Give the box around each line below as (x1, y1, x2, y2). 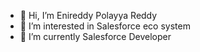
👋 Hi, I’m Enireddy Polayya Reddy (19, 10, 158, 21)
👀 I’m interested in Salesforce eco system (19, 20, 191, 32)
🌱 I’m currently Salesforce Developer (19, 31, 172, 42)
